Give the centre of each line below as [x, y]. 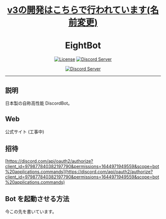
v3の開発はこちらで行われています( [79, 10]
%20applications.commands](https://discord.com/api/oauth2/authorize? [79, 171]
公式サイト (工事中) [25, 131]
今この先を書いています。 [31, 212]
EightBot [83, 46]
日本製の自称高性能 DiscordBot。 [39, 103]
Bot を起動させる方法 [37, 199]
